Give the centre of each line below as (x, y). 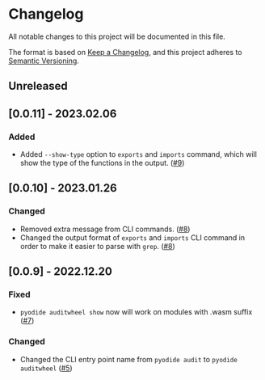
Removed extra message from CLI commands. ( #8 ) (105, 229)
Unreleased (38, 86)
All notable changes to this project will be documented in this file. (117, 36)
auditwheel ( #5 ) (46, 368)
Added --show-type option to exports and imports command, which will (138, 154)
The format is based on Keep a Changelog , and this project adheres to (125, 52)
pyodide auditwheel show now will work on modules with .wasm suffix (136, 312)
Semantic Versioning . (44, 61)
